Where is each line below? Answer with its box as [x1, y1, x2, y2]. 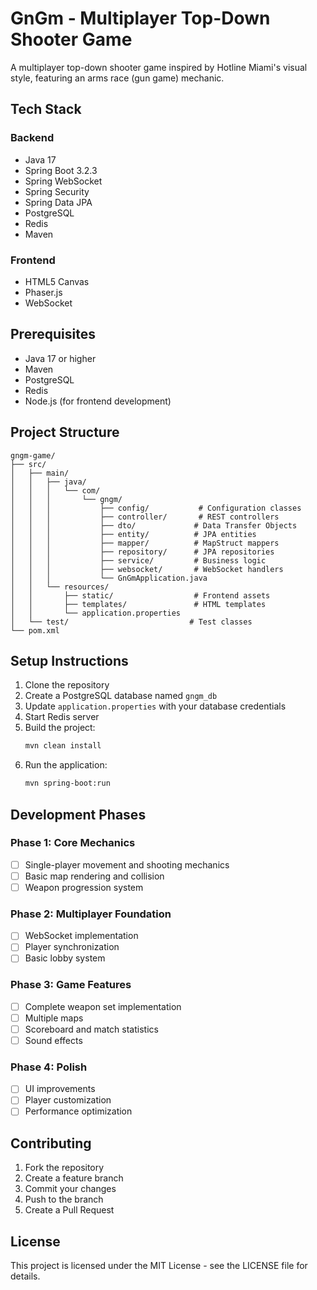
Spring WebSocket [24, 175, 103, 187]
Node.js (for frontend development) [24, 395, 172, 407]
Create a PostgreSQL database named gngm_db [24, 690, 218, 702]
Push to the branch [24, 1193, 104, 1206]
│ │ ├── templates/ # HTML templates [10, 599, 267, 609]
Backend [10, 131, 55, 145]
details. [10, 1270, 41, 1282]
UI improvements [24, 1083, 96, 1095]
